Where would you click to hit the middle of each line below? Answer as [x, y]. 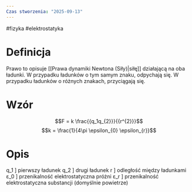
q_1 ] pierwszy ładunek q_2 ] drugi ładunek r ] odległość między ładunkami [96, 170]
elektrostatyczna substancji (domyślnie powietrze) [67, 183]
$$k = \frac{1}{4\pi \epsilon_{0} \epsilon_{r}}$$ [99, 130]
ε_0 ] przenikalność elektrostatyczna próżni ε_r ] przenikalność [82, 177]
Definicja [29, 52]
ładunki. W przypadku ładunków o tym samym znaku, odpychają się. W [92, 75]
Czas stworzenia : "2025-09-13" [44, 11]
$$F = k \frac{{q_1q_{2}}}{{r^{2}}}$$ [99, 121]
